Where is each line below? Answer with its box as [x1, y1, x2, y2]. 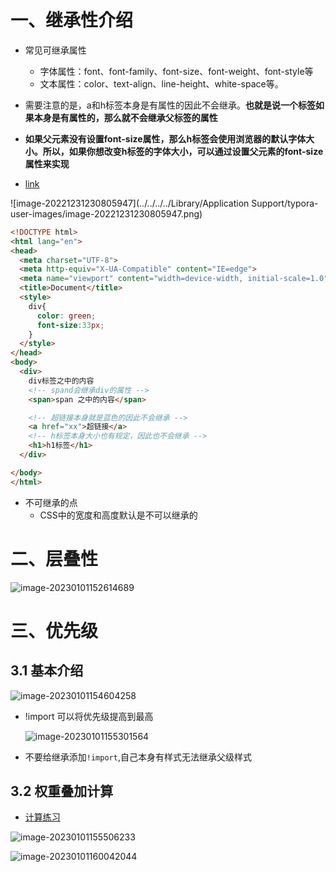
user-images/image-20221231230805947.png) [10, 207, 203, 220]
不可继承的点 [24, 496, 78, 508]
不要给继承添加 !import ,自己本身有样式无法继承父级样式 [24, 751, 252, 763]
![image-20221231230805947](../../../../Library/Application [10, 197, 250, 209]
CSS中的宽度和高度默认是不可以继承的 [39, 509, 198, 521]
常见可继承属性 [24, 44, 87, 56]
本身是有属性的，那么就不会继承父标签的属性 [33, 111, 218, 123]
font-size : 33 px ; [36, 320, 105, 330]
